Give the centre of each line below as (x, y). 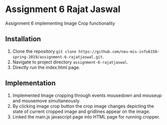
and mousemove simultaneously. (46, 101)
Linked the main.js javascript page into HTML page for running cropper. (86, 116)
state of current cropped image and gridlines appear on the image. (81, 111)
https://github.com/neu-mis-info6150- (119, 51)
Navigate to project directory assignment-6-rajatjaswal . (70, 62)
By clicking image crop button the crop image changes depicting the (83, 106)
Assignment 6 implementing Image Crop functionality (60, 23)
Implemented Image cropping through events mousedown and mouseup (87, 95)
